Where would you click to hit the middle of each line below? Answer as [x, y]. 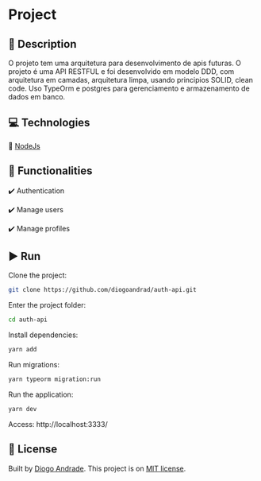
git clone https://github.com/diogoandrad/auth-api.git [102, 290]
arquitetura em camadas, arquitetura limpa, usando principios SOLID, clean [131, 80]
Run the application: [41, 394]
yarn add [23, 350]
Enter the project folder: [47, 305]
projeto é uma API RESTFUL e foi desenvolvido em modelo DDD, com [121, 72]
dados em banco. [37, 97]
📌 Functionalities [50, 171]
